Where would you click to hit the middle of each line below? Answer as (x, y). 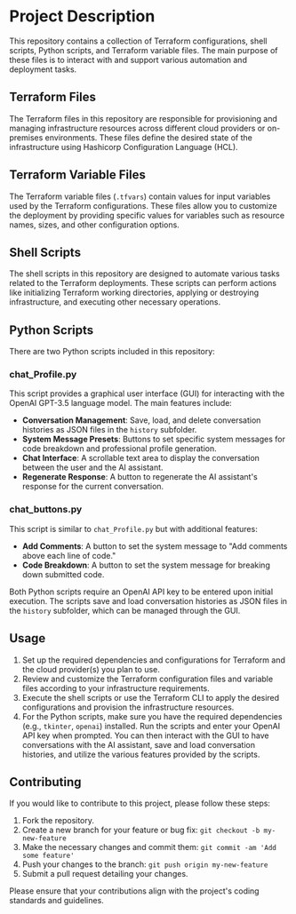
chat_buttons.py (46, 510)
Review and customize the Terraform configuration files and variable (148, 679)
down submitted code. (63, 574)
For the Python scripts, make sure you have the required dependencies (152, 716)
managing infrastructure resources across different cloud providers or (137, 128)
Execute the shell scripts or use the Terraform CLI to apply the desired (151, 697)
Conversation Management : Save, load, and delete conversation (141, 420)
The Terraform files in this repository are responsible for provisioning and (144, 118)
